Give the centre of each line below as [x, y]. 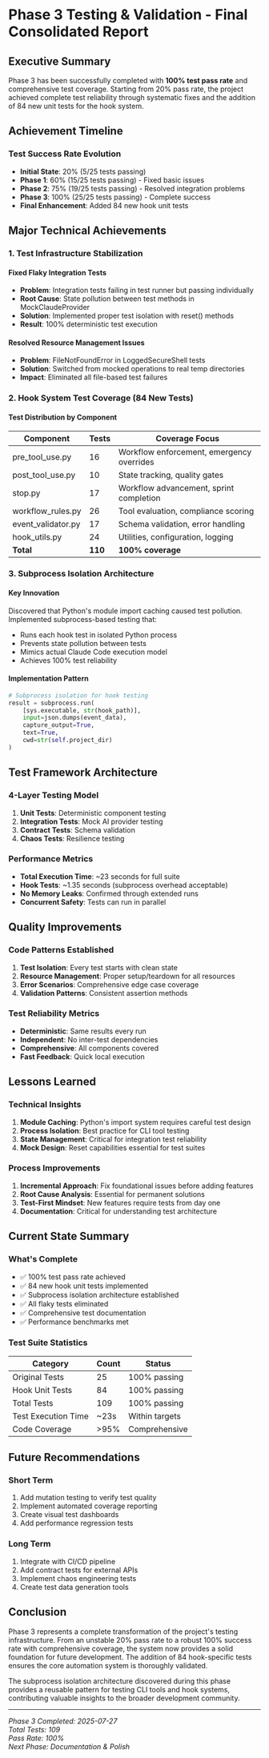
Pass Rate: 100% [36, 1738]
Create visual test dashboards [69, 1515]
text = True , [41, 733]
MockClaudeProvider [55, 307]
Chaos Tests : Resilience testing [72, 838]
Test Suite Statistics [48, 1343]
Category [50, 1363]
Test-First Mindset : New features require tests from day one [120, 1202]
